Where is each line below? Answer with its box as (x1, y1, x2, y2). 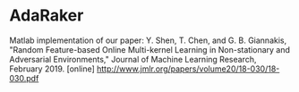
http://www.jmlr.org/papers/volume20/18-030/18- (97, 63, 280, 74)
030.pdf (9, 72, 39, 83)
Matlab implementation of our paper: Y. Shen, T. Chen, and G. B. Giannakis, (9, 35, 287, 46)
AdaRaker (9, 5, 84, 26)
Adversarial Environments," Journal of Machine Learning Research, (9, 54, 257, 64)
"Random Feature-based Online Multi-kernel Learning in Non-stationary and (9, 44, 291, 54)
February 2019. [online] (9, 63, 96, 74)
